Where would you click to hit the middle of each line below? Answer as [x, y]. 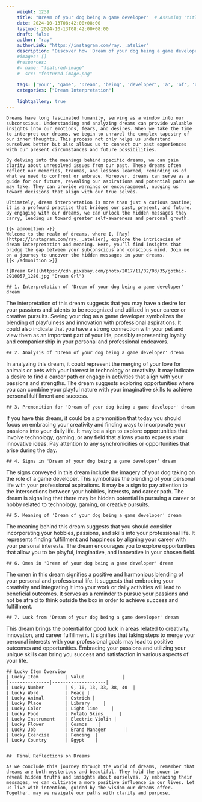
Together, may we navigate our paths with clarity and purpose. [88, 793]
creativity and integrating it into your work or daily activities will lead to [94, 587]
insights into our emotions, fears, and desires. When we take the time [99, 128]
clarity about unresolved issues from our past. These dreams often [94, 165]
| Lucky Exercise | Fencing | [52, 735]
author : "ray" [35, 40]
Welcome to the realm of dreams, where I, [60, 234]
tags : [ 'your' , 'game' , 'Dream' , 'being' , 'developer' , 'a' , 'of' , [103, 85]
